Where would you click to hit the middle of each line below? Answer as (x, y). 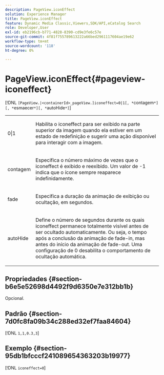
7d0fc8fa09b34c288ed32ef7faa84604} (68, 321)
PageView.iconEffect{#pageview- (75, 79)
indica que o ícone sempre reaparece (78, 172)
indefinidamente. (55, 179)
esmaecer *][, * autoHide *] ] (42, 108)
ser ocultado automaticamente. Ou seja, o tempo (91, 232)
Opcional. (15, 298)
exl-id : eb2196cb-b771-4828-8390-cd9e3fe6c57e (53, 32)
